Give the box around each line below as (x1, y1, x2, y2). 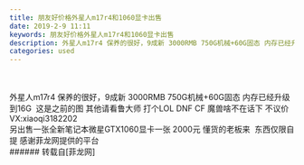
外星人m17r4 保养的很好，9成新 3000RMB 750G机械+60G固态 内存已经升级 (9, 92, 290, 103)
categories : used (9, 47, 75, 56)
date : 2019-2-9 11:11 (9, 22, 91, 31)
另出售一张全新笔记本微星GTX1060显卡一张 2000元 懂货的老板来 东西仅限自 (9, 124, 295, 135)
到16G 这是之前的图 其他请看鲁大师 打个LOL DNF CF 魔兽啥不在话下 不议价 (9, 103, 290, 114)
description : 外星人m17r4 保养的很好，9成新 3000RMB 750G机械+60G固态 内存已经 (9, 38, 291, 48)
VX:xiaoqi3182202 (9, 114, 78, 124)
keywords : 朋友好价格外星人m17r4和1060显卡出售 (9, 30, 175, 39)
